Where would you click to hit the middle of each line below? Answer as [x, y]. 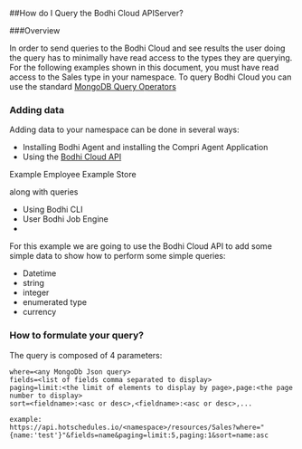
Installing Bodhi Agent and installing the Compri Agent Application [145, 148]
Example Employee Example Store [73, 175]
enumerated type [55, 302]
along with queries [44, 192]
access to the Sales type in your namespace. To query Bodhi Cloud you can [151, 77]
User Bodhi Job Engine [65, 219]
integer [36, 292]
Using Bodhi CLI [52, 210]
